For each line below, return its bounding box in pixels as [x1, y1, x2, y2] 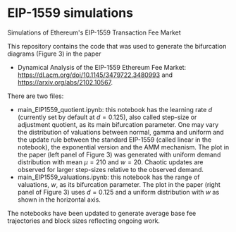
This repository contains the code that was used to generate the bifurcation [7, 42, 227, 50]
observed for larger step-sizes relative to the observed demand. [17, 165, 204, 173]
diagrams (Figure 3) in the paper [7, 49, 101, 58]
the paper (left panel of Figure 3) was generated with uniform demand [17, 150, 221, 159]
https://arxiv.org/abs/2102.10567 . [17, 78, 113, 86]
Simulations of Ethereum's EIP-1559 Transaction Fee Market [7, 28, 181, 37]
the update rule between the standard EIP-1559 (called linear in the [17, 135, 212, 144]
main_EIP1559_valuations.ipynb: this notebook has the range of [17, 173, 200, 181]
